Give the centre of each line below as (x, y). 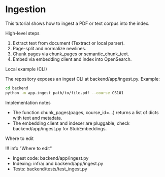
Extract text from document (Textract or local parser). (69, 43)
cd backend (17, 88)
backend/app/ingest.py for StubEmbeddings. (60, 128)
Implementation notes (28, 102)
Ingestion (26, 9)
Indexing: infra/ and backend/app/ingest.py (58, 163)
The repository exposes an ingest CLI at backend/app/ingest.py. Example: (82, 79)
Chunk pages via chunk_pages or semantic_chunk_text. (71, 54)
